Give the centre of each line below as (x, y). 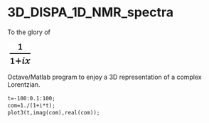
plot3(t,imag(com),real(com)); (54, 112)
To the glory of (29, 32)
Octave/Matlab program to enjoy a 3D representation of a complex (104, 77)
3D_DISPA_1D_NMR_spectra (91, 12)
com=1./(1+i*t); (31, 105)
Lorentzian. (24, 84)
